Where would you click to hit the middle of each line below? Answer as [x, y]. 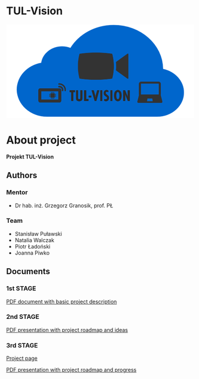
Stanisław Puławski [38, 234]
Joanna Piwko [32, 253]
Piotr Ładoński [32, 246]
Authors [22, 175]
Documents [28, 271]
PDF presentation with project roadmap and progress [71, 370]
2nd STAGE [23, 317]
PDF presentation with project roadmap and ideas [67, 330]
